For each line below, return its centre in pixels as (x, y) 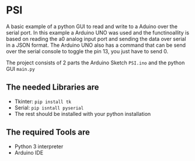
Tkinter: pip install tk (43, 101)
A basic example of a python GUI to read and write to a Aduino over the (92, 26)
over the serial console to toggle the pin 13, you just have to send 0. (87, 51)
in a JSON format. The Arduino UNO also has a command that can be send (96, 45)
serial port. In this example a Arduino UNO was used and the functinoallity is (98, 32)
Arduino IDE (29, 152)
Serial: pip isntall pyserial (49, 107)
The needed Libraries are (53, 88)
